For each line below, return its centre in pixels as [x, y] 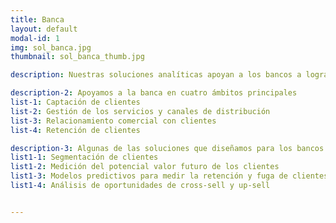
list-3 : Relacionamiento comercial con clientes [113, 121]
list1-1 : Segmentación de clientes [84, 157]
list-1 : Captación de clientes [75, 102]
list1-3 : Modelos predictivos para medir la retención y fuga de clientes [169, 176]
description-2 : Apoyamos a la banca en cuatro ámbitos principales [154, 93]
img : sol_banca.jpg [51, 47]
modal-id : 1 [35, 38]
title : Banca [37, 19]
